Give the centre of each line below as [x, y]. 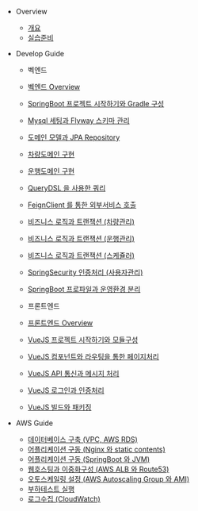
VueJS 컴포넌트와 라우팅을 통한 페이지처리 [93, 357]
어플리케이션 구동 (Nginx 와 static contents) [97, 449]
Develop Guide [40, 54]
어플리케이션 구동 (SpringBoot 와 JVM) [89, 459]
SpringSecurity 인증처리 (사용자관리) [85, 272]
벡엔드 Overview [54, 87]
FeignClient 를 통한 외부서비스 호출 [82, 205]
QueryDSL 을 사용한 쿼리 [67, 188]
